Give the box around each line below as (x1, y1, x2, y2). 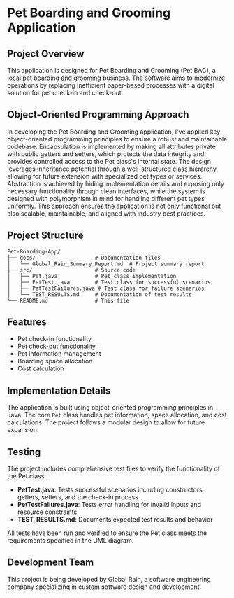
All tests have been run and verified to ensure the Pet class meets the (7, 529, 207, 537)
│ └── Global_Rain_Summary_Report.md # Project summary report (7, 260, 205, 267)
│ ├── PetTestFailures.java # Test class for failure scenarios (7, 285, 205, 292)
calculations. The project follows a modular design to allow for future (7, 418, 205, 426)
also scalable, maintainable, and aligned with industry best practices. (7, 209, 206, 218)
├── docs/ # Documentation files (7, 254, 161, 261)
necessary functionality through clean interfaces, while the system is (7, 187, 206, 195)
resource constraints (17, 508, 78, 516)
